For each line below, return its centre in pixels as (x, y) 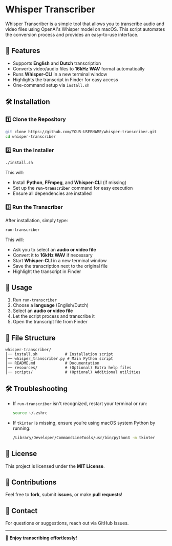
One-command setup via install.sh (51, 85)
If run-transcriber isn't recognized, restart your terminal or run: (80, 403)
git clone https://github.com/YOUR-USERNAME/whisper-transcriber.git (81, 132)
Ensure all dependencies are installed (52, 193)
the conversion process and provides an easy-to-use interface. (72, 34)
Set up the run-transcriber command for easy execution (73, 188)
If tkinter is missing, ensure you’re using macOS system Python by (84, 423)
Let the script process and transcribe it (53, 316)
